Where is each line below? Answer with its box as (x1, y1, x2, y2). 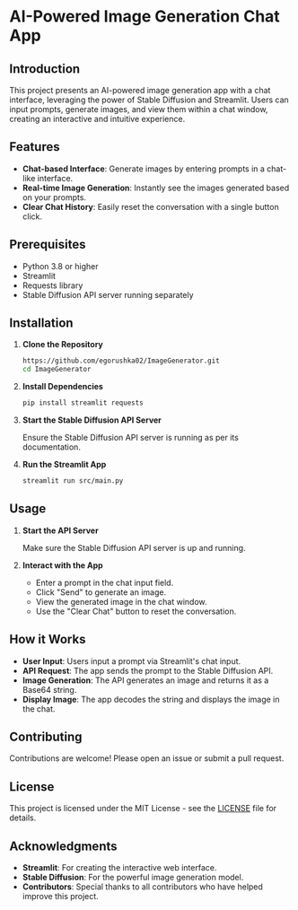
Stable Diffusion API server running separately (22, 289, 195, 300)
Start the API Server (22, 525, 99, 536)
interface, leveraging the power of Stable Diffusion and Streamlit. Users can (9, 94, 289, 105)
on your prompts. (22, 191, 87, 203)
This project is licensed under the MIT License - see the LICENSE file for (9, 803, 276, 814)
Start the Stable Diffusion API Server (22, 415, 162, 425)
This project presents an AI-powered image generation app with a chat (9, 85, 271, 95)
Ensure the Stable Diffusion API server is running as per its (22, 433, 240, 443)
